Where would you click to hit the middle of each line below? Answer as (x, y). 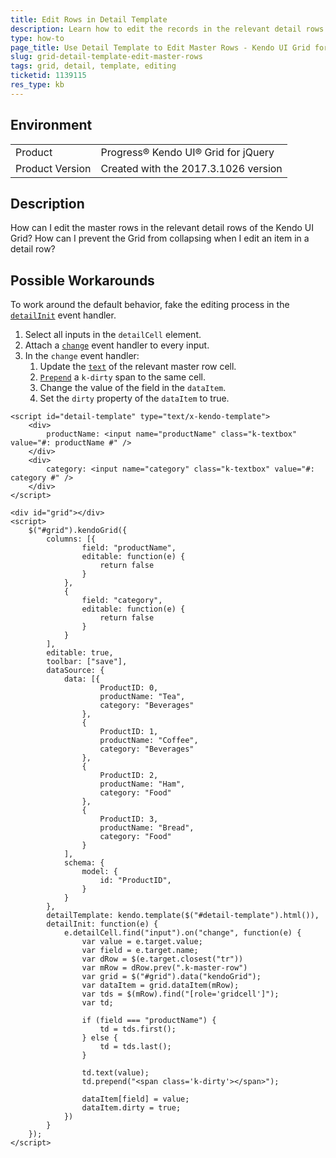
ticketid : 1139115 (48, 76)
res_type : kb (37, 85)
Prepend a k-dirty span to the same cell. (123, 377)
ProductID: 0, (129, 688)
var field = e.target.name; (140, 951)
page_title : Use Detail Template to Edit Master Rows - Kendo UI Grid (160, 47)
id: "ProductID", (135, 881)
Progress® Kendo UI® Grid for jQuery (187, 152)
